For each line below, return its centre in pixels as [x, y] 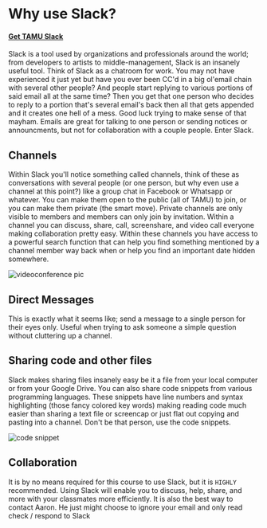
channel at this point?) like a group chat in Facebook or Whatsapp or [120, 191]
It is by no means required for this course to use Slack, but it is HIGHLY [122, 482]
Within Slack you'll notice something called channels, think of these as [124, 174]
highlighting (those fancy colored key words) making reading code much [128, 405]
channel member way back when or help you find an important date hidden [132, 251]
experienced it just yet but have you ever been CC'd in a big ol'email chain [130, 80]
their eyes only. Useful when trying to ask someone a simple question [122, 327]
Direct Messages [51, 299]
